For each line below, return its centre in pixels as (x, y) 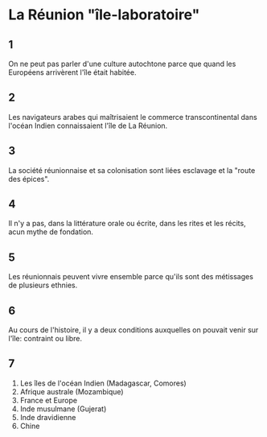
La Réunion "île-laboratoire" (104, 15)
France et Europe (49, 400)
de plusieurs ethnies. (43, 285)
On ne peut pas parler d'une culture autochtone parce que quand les (122, 64)
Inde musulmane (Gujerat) (63, 409)
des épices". (29, 179)
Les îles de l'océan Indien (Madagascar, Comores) (103, 383)
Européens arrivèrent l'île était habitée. (72, 72)
